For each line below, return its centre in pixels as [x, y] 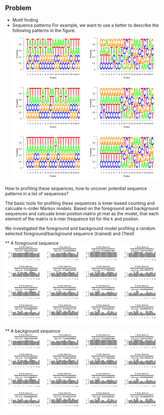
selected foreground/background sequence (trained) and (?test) [70, 234]
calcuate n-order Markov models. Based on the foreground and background [82, 208]
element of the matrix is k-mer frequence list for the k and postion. [72, 219]
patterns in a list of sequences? [37, 194]
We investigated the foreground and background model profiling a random [80, 229]
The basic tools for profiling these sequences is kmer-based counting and [80, 203]
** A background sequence [33, 331]
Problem [18, 8]
